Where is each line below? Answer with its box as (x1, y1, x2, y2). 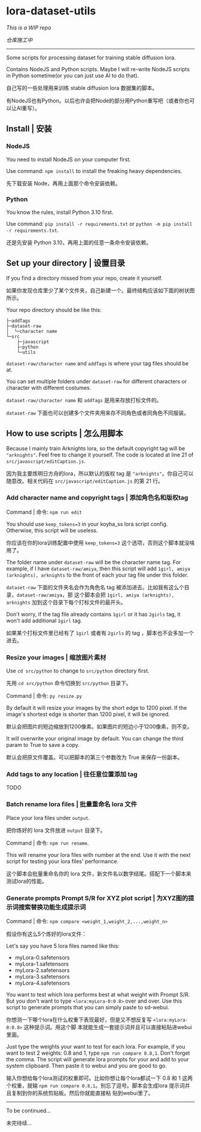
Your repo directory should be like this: (6, 306, 102, 313)
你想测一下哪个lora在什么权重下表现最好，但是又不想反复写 (6, 1016, 152, 1024)
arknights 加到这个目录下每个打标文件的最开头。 (6, 598, 127, 606)
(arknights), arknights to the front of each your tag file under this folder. (6, 571, 188, 579)
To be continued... (6, 1107, 51, 1115)
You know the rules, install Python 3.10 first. (6, 208, 114, 216)
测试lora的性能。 (6, 877, 47, 885)
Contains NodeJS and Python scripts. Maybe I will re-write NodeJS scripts (6, 65, 190, 72)
